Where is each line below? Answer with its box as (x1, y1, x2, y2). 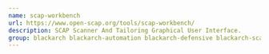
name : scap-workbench (8, 11, 81, 20)
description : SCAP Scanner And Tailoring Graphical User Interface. (8, 26, 242, 34)
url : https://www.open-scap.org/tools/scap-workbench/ (8, 19, 195, 27)
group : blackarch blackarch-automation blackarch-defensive (8, 33, 214, 42)
